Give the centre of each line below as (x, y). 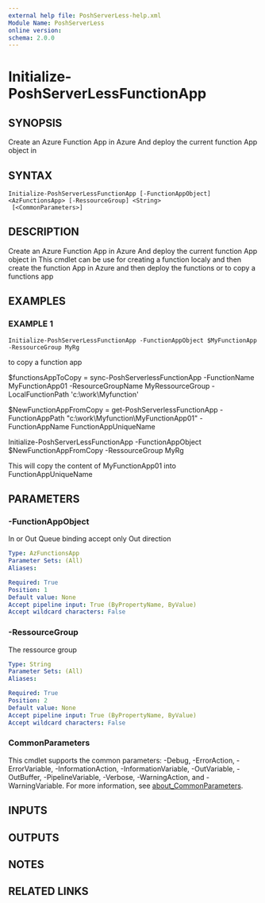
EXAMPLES (37, 301)
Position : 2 (28, 701)
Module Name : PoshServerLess (56, 23)
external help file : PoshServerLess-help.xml (84, 15)
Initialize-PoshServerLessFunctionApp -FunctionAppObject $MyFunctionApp (133, 340)
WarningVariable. (36, 786)
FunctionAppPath (36, 418)
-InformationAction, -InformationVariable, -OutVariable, (145, 769)
